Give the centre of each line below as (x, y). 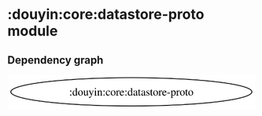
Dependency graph (55, 60)
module (33, 31)
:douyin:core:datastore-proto (106, 14)
